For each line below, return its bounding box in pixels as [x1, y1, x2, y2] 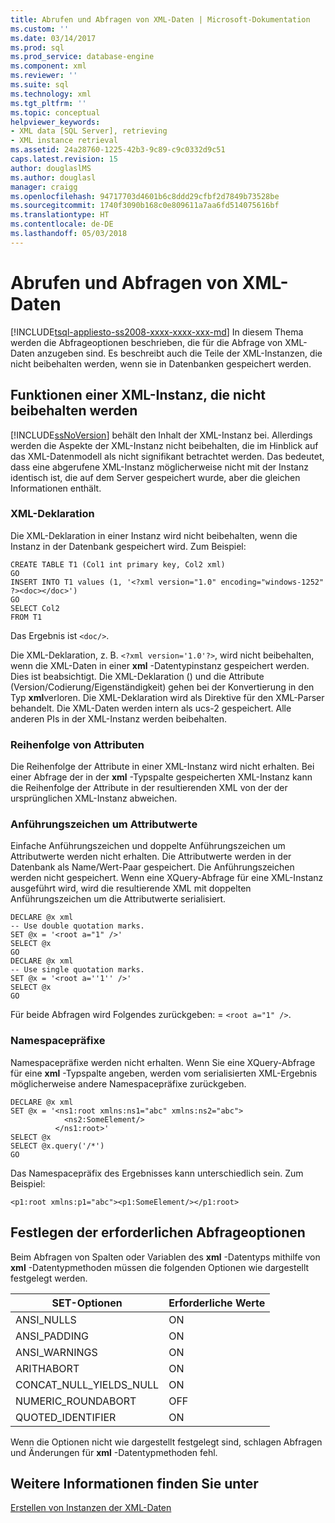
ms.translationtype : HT [10, 210, 110, 220]
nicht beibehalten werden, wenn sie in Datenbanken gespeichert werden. [10, 357, 312, 370]
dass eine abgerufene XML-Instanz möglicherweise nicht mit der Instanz [10, 461, 309, 473]
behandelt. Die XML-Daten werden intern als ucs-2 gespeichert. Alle [10, 702, 292, 714]
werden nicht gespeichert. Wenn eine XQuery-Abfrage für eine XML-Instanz [10, 872, 324, 884]
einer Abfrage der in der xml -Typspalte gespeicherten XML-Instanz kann [10, 771, 313, 783]
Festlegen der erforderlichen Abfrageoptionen [10, 1224, 306, 1241]
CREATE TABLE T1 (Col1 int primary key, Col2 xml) [10, 559, 226, 570]
